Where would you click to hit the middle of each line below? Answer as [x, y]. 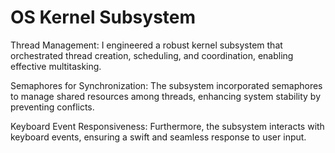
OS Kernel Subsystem [103, 17]
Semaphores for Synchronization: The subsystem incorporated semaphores [166, 85]
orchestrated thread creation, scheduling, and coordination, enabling [152, 55]
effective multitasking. [56, 66]
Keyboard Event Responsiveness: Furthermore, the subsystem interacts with [167, 126]
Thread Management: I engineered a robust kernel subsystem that [146, 45]
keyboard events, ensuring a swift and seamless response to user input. [158, 137]
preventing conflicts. [52, 107]
